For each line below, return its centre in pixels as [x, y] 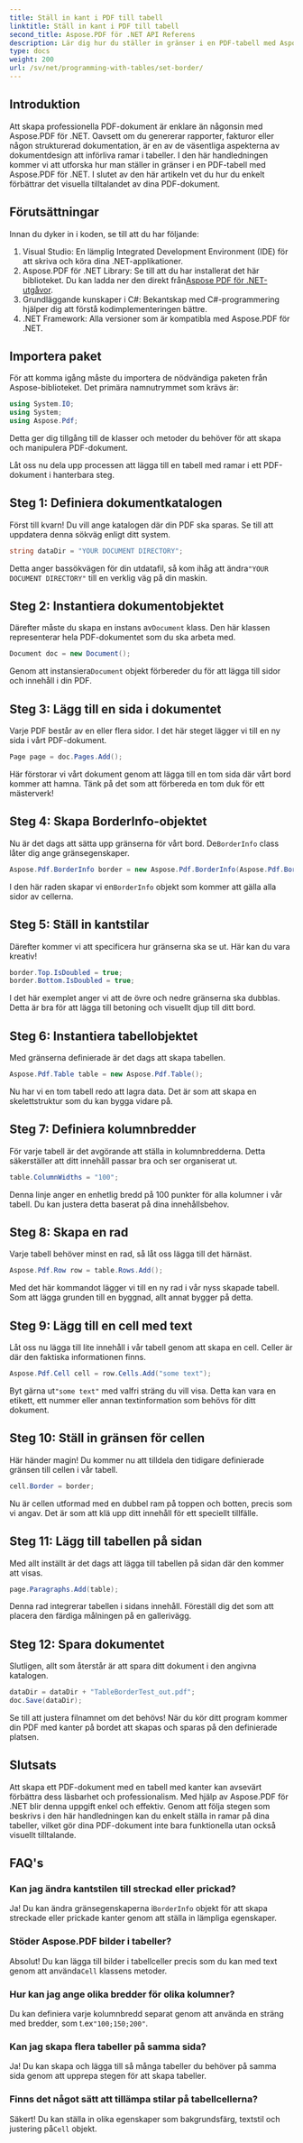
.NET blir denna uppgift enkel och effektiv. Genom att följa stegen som [140, 1806]
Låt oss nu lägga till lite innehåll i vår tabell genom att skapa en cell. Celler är [151, 1347]
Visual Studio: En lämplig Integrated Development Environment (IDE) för [155, 251]
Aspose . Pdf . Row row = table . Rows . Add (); [87, 1271]
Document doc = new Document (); [70, 654]
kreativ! [23, 956]
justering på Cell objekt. [53, 2129]
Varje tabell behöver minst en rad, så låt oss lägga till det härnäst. [131, 1254]
